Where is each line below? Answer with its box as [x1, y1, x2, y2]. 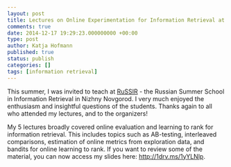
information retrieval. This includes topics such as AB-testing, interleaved [7, 130, 217, 139]
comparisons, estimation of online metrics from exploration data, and [7, 137, 205, 146]
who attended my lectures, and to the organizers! [7, 109, 148, 118]
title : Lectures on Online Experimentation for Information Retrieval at [7, 17, 225, 24]
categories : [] [7, 62, 51, 69]
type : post [7, 36, 39, 43]
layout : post [7, 10, 45, 17]
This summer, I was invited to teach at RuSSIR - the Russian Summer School [7, 87, 225, 96]
